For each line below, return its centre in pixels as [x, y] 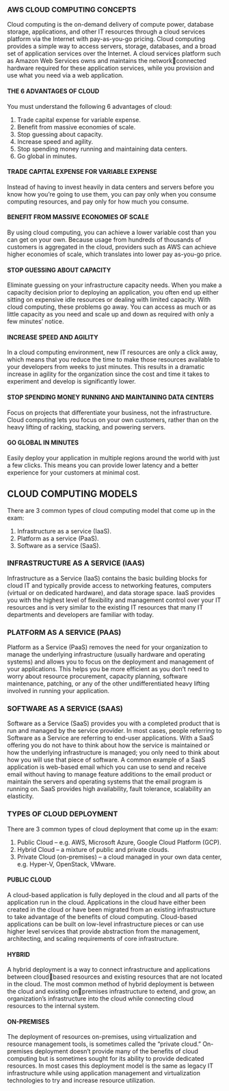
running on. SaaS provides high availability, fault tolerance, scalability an [109, 789]
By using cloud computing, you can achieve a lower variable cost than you [112, 232]
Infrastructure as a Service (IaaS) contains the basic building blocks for [107, 578]
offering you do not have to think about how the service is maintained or [109, 745]
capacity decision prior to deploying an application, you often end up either [113, 292]
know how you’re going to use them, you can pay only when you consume [112, 194]
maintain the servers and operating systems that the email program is [105, 781]
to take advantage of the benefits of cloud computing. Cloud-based [102, 916]
